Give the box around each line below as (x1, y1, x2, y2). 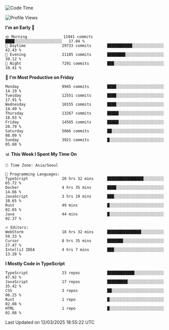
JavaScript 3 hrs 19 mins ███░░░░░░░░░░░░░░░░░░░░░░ (5, 194, 164, 199)
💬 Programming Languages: (5, 172, 60, 177)
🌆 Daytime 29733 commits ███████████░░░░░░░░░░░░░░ (5, 43, 164, 48)
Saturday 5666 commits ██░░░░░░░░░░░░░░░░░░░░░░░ (5, 128, 164, 134)
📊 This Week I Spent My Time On (5, 151, 77, 157)
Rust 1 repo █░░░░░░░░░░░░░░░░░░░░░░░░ (5, 297, 164, 302)
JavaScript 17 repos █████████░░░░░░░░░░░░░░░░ (5, 279, 164, 284)
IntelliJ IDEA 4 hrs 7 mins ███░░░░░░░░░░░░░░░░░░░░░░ (5, 247, 164, 252)
